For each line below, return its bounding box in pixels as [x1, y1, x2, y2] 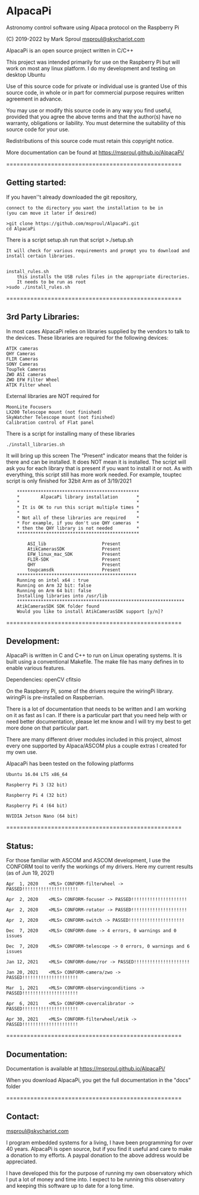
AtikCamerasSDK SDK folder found [17, 603, 100, 609]
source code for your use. [6, 126, 70, 133]
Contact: [6, 1112, 40, 1122]
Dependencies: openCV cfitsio [6, 676, 81, 683]
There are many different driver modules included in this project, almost [6, 736, 182, 743]
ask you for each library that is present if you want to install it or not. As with [6, 464, 192, 471]
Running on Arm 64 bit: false [17, 587, 92, 593]
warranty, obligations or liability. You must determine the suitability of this [6, 119, 186, 126]
